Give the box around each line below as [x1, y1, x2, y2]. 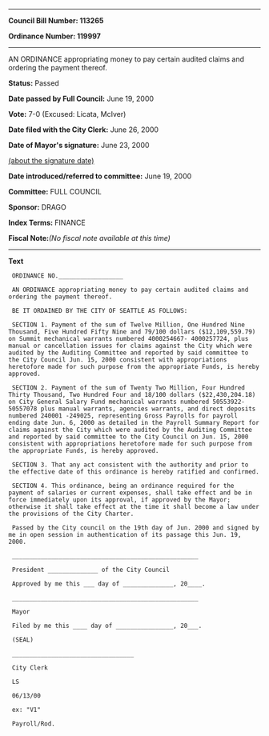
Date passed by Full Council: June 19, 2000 [8, 94, 155, 103]
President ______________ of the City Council [11, 566, 171, 574]
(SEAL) [11, 636, 34, 644]
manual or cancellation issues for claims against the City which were [8, 342, 252, 350]
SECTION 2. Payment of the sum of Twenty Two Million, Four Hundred [11, 384, 246, 392]
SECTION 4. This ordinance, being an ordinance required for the [11, 482, 235, 490]
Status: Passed [8, 78, 60, 88]
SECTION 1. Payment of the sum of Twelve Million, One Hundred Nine [11, 321, 246, 329]
